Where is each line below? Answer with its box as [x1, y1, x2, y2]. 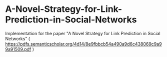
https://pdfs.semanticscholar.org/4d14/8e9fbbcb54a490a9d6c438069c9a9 [5, 41, 162, 47]
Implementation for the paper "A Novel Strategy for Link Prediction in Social [5, 30, 161, 36]
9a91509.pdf [5, 46, 31, 52]
